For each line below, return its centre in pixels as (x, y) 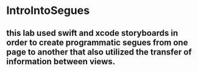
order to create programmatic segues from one (97, 42)
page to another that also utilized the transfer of (99, 52)
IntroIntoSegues (48, 11)
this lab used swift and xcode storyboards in (92, 33)
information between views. (61, 61)
